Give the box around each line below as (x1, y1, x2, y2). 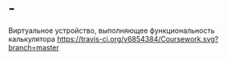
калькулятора (8, 34, 56, 43)
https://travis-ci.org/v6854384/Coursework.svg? (57, 34, 219, 43)
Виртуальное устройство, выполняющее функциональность (8, 26, 215, 35)
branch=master (8, 42, 59, 52)
